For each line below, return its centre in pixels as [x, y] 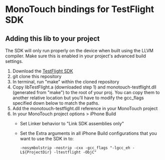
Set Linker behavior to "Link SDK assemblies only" [72, 124]
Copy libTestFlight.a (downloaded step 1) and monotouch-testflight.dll [84, 87]
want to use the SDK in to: [47, 139]
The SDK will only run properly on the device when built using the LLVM [79, 51]
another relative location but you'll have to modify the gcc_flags [78, 98]
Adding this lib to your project [52, 38]
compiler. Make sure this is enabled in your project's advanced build [76, 56]
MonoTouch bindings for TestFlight [80, 9]
